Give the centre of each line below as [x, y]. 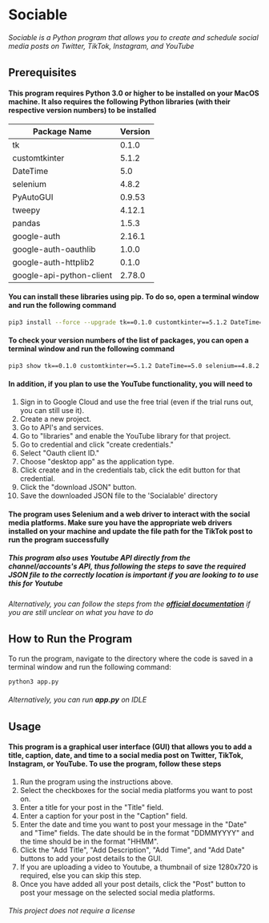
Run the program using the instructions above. [96, 781]
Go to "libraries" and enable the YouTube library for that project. [125, 435]
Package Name [62, 132]
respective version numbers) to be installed [82, 110]
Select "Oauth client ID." [60, 453]
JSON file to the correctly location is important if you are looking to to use [133, 575]
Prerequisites [42, 73]
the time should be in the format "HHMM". [89, 841]
